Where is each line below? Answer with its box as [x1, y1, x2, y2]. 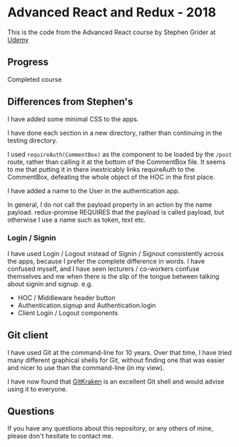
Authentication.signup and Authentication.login [17, 301, 156, 309]
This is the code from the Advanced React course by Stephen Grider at [7, 28, 216, 36]
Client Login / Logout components [17, 308, 118, 317]
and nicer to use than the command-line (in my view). [7, 363, 165, 371]
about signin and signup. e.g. [7, 279, 93, 288]
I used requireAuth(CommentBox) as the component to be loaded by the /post [7, 150, 232, 158]
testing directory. [7, 136, 58, 145]
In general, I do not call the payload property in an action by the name [7, 200, 213, 209]
